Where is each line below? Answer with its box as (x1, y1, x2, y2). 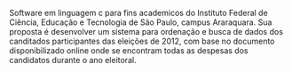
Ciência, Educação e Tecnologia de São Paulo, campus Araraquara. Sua (9, 17, 272, 28)
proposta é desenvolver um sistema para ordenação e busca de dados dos (9, 27, 284, 36)
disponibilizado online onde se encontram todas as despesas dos (9, 45, 249, 56)
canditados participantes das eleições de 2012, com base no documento (9, 36, 275, 46)
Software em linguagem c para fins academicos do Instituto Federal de (9, 8, 268, 18)
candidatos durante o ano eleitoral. (9, 55, 137, 65)
